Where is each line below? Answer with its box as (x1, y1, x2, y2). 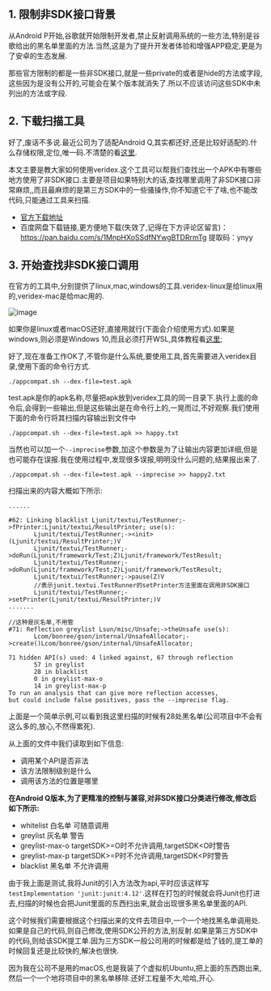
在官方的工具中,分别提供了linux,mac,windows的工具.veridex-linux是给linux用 (8, 282, 263, 291)
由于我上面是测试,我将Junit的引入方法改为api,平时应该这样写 (8, 879, 210, 888)
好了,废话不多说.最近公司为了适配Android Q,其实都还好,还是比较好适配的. (8, 137, 251, 147)
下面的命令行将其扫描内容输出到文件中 (8, 413, 136, 423)
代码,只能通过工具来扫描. (8, 195, 91, 205)
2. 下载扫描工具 (8, 114, 85, 128)
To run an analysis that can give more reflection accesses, (8, 689, 219, 697)
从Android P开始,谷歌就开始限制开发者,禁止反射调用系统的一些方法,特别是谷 (8, 31, 260, 40)
